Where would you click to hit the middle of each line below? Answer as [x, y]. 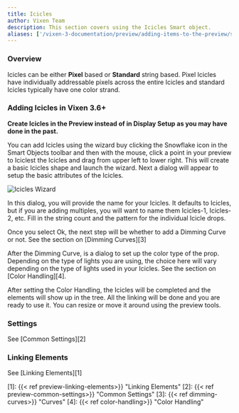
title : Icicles [30, 14]
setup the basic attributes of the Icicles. [65, 175]
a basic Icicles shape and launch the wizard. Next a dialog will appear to [113, 168]
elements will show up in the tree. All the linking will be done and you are [114, 297]
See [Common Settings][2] [47, 339]
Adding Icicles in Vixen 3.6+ [57, 108]
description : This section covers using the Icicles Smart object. [110, 27]
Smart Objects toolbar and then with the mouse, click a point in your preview [119, 152]
